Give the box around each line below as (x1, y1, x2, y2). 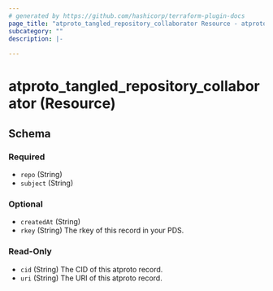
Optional (8, 198, 43, 210)
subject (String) (19, 178, 74, 188)
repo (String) (19, 170, 63, 179)
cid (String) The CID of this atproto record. (19, 264, 163, 274)
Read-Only (8, 245, 53, 257)
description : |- (8, 34, 63, 43)
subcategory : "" (8, 27, 63, 35)
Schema (8, 127, 51, 141)
